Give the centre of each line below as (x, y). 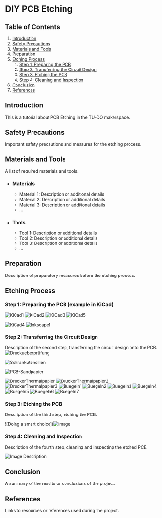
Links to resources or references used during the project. (62, 511)
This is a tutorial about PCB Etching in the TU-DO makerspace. (67, 117)
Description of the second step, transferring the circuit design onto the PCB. (81, 347)
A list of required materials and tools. (42, 171)
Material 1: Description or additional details (62, 194)
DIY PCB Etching (39, 9)
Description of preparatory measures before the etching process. (70, 275)
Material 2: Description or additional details (62, 199)
